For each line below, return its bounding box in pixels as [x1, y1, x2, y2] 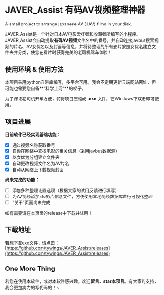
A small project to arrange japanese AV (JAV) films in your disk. [5, 21, 133, 27]
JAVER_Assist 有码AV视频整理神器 [5, 4, 145, 16]
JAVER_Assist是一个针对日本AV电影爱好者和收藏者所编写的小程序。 [5, 31, 141, 37]
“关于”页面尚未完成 [12, 199, 51, 205]
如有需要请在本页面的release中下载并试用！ [5, 210, 93, 216]
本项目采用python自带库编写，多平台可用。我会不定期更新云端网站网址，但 [5, 79, 156, 85]
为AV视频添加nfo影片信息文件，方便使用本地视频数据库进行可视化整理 [12, 193, 153, 199]
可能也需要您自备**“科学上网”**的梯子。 [5, 85, 86, 91]
